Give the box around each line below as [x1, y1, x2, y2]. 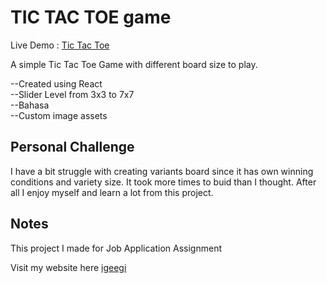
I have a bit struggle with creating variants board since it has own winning [10, 165, 314, 177]
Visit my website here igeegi [10, 261, 127, 273]
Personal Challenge [10, 139, 135, 156]
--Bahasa [10, 99, 50, 111]
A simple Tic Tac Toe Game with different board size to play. [10, 58, 258, 70]
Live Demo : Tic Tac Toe [10, 39, 110, 51]
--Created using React [10, 77, 103, 90]
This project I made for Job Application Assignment [10, 242, 222, 254]
